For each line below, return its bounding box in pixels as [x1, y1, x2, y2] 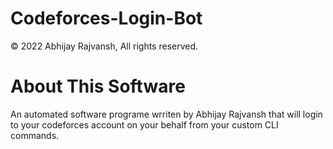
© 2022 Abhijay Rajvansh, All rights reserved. [10, 40, 199, 52]
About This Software [10, 75, 186, 98]
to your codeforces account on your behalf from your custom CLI [10, 118, 279, 131]
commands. [10, 129, 60, 141]
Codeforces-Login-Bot [10, 7, 203, 30]
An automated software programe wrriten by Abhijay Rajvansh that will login [10, 108, 323, 120]
